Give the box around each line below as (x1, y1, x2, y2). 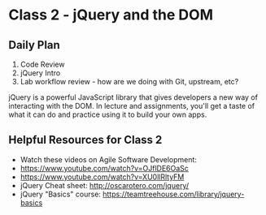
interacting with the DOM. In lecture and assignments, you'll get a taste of (8, 101, 255, 110)
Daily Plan (8, 38, 61, 52)
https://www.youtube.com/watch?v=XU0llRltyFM (20, 172, 185, 182)
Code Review (20, 59, 65, 69)
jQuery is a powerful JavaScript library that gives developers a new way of (8, 92, 259, 102)
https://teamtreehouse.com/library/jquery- (102, 189, 245, 199)
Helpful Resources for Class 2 (8, 133, 163, 147)
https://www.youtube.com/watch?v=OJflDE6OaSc (20, 163, 190, 173)
